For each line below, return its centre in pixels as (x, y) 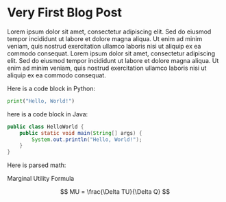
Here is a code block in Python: (51, 88)
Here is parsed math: (37, 165)
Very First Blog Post (64, 13)
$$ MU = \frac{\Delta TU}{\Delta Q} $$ (115, 192)
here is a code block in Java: (48, 114)
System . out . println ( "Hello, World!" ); (87, 139)
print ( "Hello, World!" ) (41, 101)
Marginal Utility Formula (41, 179)
